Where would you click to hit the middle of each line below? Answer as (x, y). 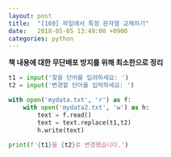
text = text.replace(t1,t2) (84, 122)
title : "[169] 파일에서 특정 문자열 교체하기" (79, 23)
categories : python (41, 38)
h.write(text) (61, 130)
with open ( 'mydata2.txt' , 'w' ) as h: (86, 107)
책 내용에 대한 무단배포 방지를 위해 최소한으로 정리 (86, 62)
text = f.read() (65, 115)
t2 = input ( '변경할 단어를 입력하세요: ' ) (71, 86)
